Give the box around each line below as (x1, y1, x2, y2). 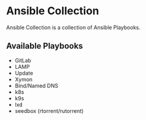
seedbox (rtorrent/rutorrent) (14, 107, 84, 114)
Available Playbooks (6, 41, 83, 51)
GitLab (14, 56, 32, 64)
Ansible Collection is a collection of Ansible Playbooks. (6, 24, 141, 31)
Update (14, 70, 33, 77)
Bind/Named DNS (14, 82, 58, 89)
